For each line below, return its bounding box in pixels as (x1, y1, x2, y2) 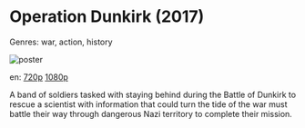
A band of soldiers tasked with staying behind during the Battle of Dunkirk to (9, 89, 297, 100)
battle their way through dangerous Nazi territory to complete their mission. (9, 108, 293, 119)
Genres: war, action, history (9, 36, 113, 47)
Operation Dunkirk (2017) (9, 6, 205, 27)
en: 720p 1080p (9, 71, 68, 83)
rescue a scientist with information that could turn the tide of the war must (9, 98, 288, 110)
